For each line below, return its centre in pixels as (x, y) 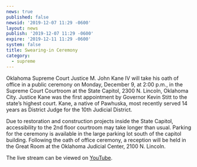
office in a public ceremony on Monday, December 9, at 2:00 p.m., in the (95, 84)
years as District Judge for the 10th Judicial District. (69, 110)
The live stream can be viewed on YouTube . (59, 158)
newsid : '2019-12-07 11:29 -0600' (49, 23)
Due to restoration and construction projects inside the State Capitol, (90, 121)
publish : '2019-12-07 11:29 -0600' (50, 34)
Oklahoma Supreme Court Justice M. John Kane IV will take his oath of (93, 78)
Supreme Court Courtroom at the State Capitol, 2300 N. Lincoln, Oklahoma (97, 91)
